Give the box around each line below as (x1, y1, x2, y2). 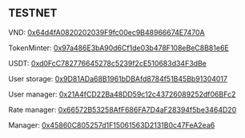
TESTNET (8, 6, 58, 20)
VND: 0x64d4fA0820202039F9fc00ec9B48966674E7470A (8, 27, 206, 37)
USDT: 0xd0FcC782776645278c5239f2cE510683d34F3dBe (8, 58, 207, 68)
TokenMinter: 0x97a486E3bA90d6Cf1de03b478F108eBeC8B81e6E (8, 43, 230, 53)
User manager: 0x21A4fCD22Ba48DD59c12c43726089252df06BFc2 (8, 89, 236, 99)
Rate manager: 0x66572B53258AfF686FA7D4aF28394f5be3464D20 (8, 104, 237, 114)
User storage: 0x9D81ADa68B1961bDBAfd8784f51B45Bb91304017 (8, 73, 228, 83)
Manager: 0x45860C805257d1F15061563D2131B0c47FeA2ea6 (8, 120, 215, 130)
